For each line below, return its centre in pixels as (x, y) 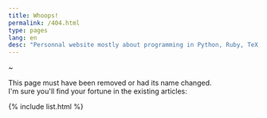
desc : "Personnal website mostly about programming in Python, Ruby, (126, 45)
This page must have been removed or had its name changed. (110, 83)
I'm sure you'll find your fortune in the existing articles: (98, 91)
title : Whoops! (33, 15)
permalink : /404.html (44, 23)
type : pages (28, 30)
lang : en (23, 38)
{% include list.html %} (46, 107)
